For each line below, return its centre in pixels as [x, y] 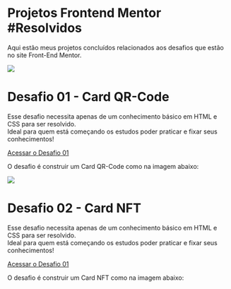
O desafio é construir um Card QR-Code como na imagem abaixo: [103, 166]
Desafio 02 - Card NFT [74, 208]
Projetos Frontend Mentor [84, 13]
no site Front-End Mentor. [45, 55]
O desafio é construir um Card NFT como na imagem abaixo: [96, 278]
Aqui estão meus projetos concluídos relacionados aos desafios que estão [115, 47]
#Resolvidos [45, 28]
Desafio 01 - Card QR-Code [88, 97]
